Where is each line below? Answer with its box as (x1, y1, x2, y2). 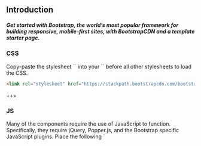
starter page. (6, 34, 40, 41)
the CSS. (6, 69, 28, 77)
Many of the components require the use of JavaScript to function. (6, 120, 171, 127)
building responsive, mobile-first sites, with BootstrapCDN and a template (6, 28, 195, 35)
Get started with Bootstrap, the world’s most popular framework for (6, 21, 179, 29)
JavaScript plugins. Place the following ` (6, 133, 105, 140)
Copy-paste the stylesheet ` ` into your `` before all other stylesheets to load (6, 63, 192, 70)
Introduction (6, 5, 54, 15)
